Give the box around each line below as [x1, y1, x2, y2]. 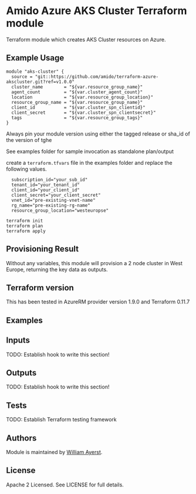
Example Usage [6, 53, 65, 63]
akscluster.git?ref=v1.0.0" [6, 79, 75, 84]
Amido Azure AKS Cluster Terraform [6, 4, 187, 18]
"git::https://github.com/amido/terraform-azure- [35, 73, 159, 80]
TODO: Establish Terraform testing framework [6, 416, 117, 423]
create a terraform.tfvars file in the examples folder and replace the [6, 159, 173, 166]
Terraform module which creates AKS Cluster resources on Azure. [6, 36, 166, 43]
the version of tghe [6, 136, 52, 143]
